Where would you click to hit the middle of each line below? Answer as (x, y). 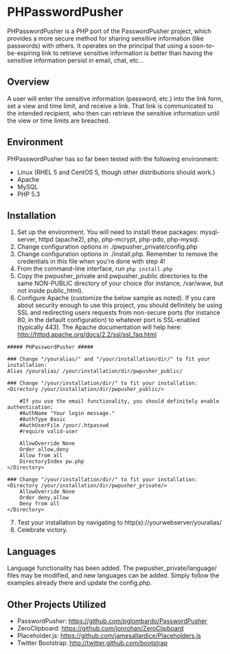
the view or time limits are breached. (59, 120)
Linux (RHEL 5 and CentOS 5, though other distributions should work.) (116, 172)
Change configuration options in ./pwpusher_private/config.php (107, 247)
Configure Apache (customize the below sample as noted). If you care (116, 298)
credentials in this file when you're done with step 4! (91, 262)
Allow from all (41, 456)
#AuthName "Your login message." (67, 414)
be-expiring (24, 53)
